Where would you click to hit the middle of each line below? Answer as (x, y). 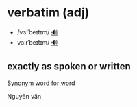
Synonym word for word (41, 83)
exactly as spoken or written (69, 67)
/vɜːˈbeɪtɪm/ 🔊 (37, 32)
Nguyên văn (24, 96)
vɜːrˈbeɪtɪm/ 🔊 (37, 42)
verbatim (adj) (48, 13)
